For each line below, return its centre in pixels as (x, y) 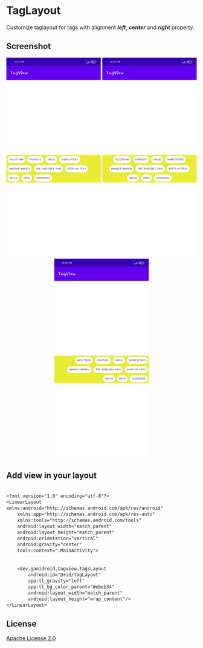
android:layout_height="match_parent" (66, 533)
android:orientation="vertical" (58, 539)
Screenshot (29, 46)
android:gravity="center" (50, 545)
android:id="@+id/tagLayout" (65, 575)
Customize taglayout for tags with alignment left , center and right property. (100, 27)
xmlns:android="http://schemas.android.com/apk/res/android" (85, 508)
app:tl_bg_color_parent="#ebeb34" (71, 587)
